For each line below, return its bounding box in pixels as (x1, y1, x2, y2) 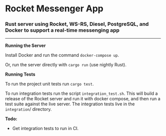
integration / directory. (5, 106, 52, 112)
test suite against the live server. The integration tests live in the (5, 101, 135, 107)
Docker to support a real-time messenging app (5, 27, 120, 34)
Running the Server (5, 43, 46, 48)
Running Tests (5, 71, 36, 77)
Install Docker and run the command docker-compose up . (5, 52, 120, 58)
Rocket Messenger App (5, 3, 104, 14)
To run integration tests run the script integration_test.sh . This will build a (5, 91, 158, 96)
